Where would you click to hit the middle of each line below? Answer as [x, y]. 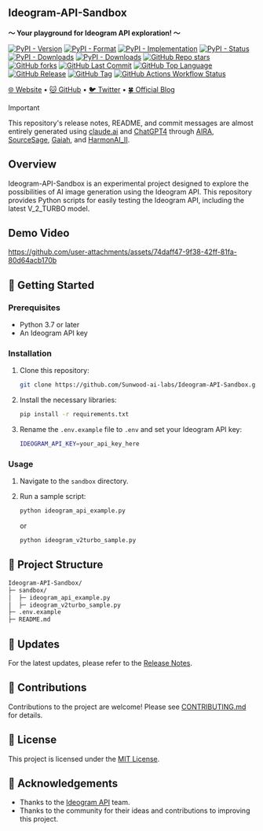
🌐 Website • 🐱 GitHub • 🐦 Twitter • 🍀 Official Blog [91, 89]
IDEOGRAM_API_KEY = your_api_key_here [79, 444]
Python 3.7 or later [49, 325]
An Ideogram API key [53, 333]
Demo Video [39, 233]
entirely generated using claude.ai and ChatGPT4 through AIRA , [111, 131]
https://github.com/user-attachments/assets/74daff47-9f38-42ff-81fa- [123, 252]
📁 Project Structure [56, 565]
